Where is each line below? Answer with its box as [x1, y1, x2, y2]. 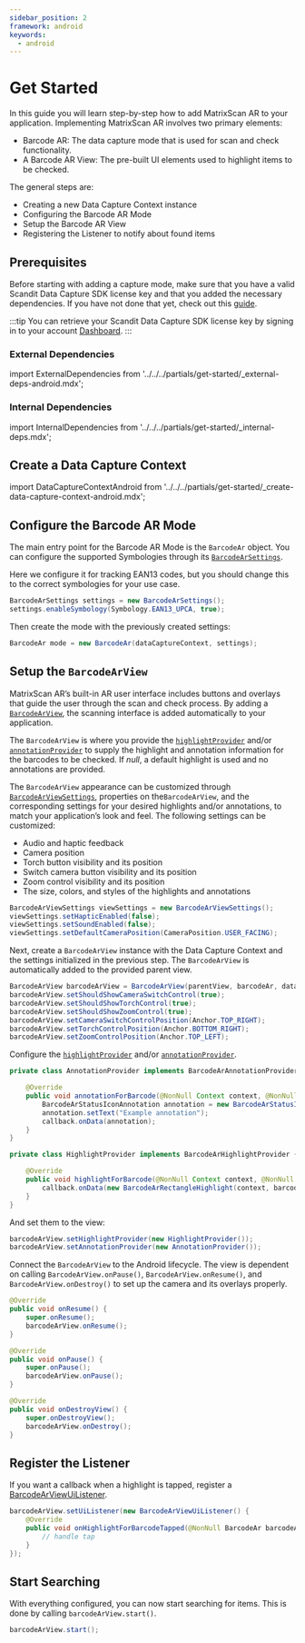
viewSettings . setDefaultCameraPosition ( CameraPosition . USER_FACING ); [9, 929, 279, 938]
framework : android [9, 22, 84, 31]
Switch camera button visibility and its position [22, 866, 197, 877]
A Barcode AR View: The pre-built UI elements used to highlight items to [22, 154, 293, 165]
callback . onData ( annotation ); [42, 1117, 156, 1126]
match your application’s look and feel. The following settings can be [9, 810, 266, 821]
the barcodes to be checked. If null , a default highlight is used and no [9, 753, 270, 764]
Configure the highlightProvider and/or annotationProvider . [9, 1049, 238, 1060]
